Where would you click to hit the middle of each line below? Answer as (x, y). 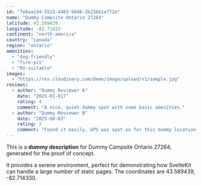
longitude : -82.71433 (34, 29)
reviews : (17, 85)
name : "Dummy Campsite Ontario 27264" (55, 18)
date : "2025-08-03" (42, 118)
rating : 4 (30, 101)
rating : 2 (30, 124)
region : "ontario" (29, 46)
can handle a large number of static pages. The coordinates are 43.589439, (101, 172)
